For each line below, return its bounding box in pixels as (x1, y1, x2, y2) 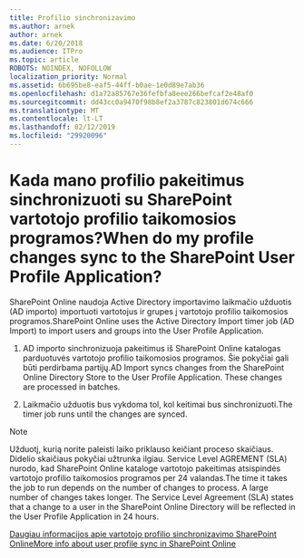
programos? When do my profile (9, 228, 254, 249)
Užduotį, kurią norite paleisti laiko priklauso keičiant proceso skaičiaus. (9, 443, 274, 454)
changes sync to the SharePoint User (9, 247, 295, 268)
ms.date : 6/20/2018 (9, 38, 83, 48)
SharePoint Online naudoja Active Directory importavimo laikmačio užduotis (9, 296, 292, 307)
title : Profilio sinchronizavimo (9, 13, 136, 23)
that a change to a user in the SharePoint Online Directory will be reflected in (9, 501, 296, 512)
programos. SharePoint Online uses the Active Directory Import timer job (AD (9, 315, 295, 326)
